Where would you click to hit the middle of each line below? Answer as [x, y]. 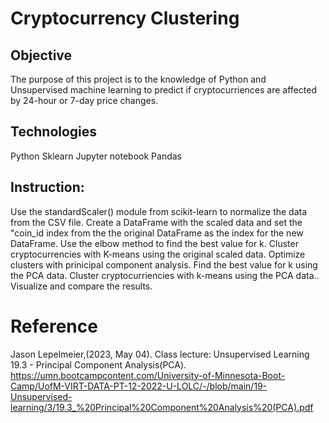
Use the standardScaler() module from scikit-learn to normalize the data [159, 211]
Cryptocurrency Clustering [125, 18]
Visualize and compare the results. [81, 286]
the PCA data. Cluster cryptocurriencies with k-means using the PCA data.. [165, 275]
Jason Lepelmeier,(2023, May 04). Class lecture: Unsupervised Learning [160, 354]
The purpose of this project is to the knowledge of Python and [138, 79]
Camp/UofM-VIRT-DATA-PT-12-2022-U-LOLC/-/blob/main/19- [139, 386]
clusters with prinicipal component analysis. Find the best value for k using [164, 264]
